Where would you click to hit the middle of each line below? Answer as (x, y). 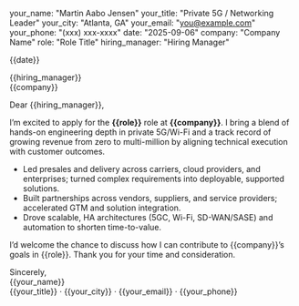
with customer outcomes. (57, 151)
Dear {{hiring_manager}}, (57, 105)
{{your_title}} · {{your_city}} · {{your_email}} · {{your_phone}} (124, 291)
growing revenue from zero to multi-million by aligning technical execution (149, 142)
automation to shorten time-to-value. (92, 227)
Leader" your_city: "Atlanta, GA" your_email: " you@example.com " (133, 23)
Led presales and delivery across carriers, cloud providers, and (142, 169)
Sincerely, (28, 272)
